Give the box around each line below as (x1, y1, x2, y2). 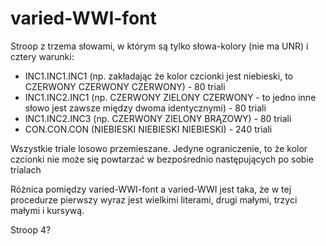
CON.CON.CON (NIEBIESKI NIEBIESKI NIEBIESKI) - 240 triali (24, 123, 273, 135)
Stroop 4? (10, 223, 52, 236)
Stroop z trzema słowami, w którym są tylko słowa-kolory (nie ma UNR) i (10, 40, 309, 52)
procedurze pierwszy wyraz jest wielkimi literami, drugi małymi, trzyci (10, 193, 298, 206)
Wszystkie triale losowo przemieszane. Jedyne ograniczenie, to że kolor (10, 142, 308, 154)
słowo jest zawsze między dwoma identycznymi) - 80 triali (24, 102, 267, 114)
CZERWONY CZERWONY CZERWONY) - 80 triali (24, 80, 226, 92)
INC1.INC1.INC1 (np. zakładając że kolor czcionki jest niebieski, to (24, 70, 294, 82)
